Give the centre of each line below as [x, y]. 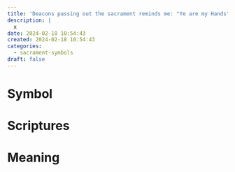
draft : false [26, 59]
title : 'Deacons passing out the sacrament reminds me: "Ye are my [108, 14]
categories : [24, 46]
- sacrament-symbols [43, 53]
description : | [29, 20]
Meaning [34, 158]
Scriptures [38, 126]
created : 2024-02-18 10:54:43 [51, 40]
